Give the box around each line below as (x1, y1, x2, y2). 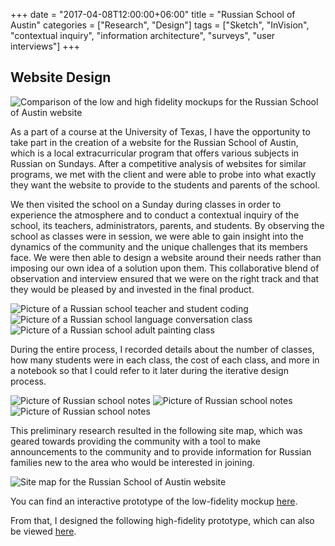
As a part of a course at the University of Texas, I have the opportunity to (10, 125, 311, 138)
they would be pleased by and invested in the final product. (10, 283, 255, 295)
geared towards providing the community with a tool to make (10, 435, 261, 447)
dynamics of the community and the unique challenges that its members (10, 240, 309, 253)
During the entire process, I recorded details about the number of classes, (10, 343, 315, 355)
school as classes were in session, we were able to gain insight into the (10, 230, 304, 242)
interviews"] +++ (10, 40, 81, 52)
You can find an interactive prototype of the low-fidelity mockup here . (10, 495, 298, 507)
